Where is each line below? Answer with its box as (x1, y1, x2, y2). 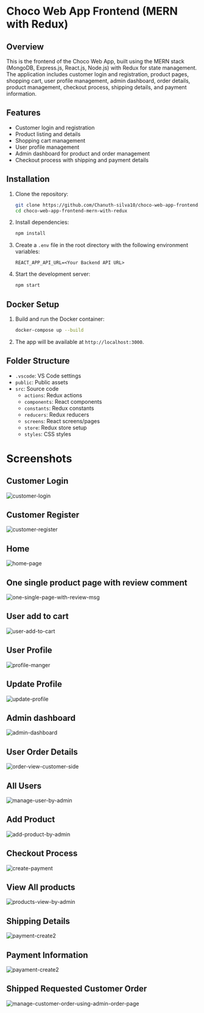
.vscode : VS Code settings (15, 372, 82, 379)
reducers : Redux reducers (24, 410, 90, 418)
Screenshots (6, 451, 72, 465)
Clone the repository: (15, 190, 69, 198)
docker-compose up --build (15, 327, 84, 333)
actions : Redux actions (24, 392, 82, 399)
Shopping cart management (15, 137, 86, 144)
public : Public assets (15, 378, 68, 385)
